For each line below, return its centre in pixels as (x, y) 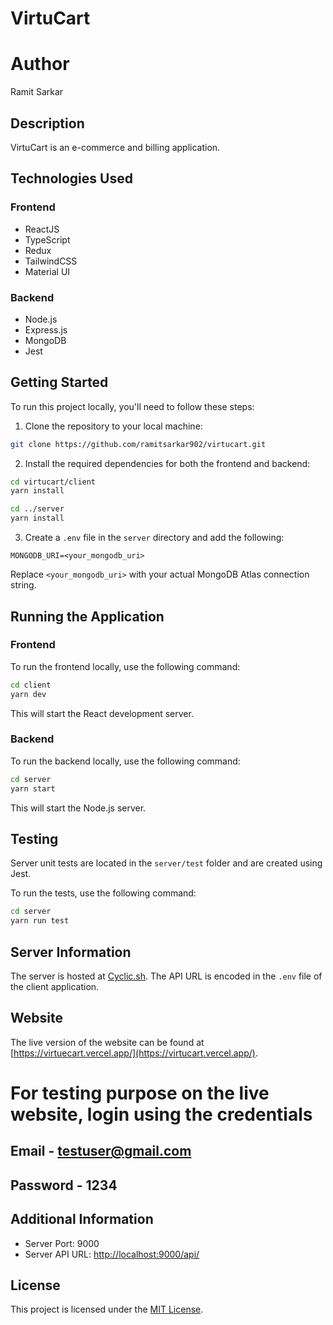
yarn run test (40, 921)
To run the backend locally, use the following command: (125, 761)
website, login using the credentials (161, 1114)
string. (23, 585)
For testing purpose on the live (140, 1093)
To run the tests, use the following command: (103, 893)
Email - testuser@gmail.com (101, 1151)
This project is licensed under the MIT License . (107, 1309)
